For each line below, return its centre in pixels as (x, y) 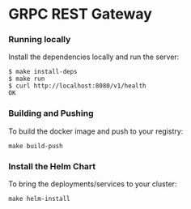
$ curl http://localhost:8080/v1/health (78, 86)
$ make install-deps (43, 72)
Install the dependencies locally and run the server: (94, 57)
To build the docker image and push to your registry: (96, 131)
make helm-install (39, 199)
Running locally (40, 40)
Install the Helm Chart (52, 166)
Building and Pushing (51, 113)
